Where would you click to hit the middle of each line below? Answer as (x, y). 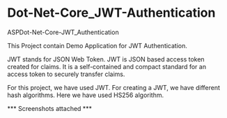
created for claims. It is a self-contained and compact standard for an (107, 66)
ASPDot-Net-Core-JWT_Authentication (63, 32)
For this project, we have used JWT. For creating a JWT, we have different (114, 87)
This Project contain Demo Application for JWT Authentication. (97, 45)
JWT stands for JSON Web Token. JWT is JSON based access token (106, 59)
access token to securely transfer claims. (66, 74)
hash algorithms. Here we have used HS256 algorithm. (86, 95)
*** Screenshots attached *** (50, 108)
